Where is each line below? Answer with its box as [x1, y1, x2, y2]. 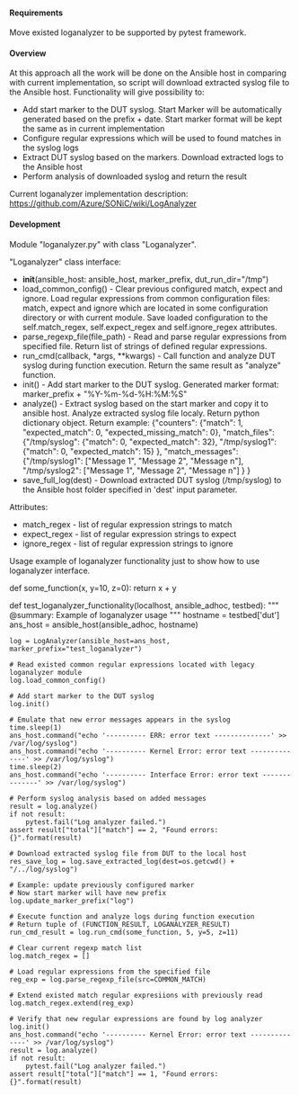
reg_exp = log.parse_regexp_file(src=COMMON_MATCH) [9, 974, 207, 984]
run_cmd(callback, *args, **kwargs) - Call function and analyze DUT [22, 350, 277, 361]
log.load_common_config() [9, 676, 106, 685]
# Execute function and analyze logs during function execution [9, 911, 255, 921]
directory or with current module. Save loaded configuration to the [22, 311, 268, 323]
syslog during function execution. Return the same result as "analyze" [22, 360, 281, 371]
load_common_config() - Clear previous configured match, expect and [22, 283, 283, 294]
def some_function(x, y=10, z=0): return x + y [9, 582, 177, 593]
